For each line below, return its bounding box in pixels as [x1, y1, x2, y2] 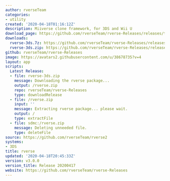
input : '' [14, 102, 35, 107]
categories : [5, 12, 30, 17]
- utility [5, 17, 26, 22]
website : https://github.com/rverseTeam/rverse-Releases [5, 168, 128, 173]
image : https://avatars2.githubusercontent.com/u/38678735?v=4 [5, 54, 142, 60]
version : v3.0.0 [5, 158, 39, 163]
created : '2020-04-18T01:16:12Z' [5, 21, 76, 27]
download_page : [5, 31, 37, 36]
